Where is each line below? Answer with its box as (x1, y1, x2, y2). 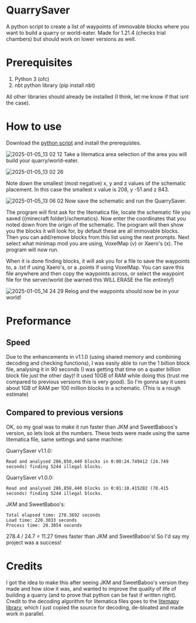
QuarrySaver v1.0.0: (6, 474, 54, 481)
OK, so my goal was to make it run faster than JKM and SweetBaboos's (6, 423, 178, 430)
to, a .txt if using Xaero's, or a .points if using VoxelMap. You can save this (6, 264, 184, 271)
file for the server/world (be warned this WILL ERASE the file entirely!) (6, 276, 174, 283)
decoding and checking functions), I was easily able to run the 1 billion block (6, 359, 190, 366)
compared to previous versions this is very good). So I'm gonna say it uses (6, 378, 186, 385)
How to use (6, 120, 62, 133)
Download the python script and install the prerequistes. (6, 139, 142, 146)
